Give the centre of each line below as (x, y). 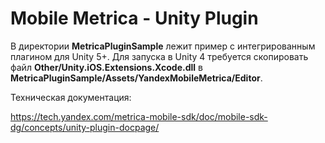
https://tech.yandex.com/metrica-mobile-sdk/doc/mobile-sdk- (139, 116)
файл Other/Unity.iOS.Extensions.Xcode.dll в (106, 67)
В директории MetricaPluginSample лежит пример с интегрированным (163, 46)
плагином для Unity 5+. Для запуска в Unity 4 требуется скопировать (159, 56)
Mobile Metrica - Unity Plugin (134, 18)
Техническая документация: (71, 97)
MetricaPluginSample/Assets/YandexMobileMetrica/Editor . (136, 78)
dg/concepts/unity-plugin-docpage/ (85, 127)
